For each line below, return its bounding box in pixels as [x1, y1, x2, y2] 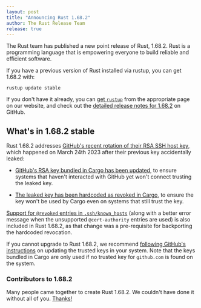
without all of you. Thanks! [6, 295, 73, 303]
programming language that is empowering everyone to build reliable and [6, 49, 189, 56]
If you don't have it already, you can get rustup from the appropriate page [6, 96, 190, 103]
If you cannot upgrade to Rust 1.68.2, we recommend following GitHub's [6, 240, 186, 248]
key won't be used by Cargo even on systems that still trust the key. [15, 198, 184, 205]
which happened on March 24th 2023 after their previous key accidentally [6, 149, 192, 156]
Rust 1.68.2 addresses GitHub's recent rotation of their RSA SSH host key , [6, 142, 190, 149]
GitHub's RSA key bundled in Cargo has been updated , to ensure [15, 167, 177, 174]
